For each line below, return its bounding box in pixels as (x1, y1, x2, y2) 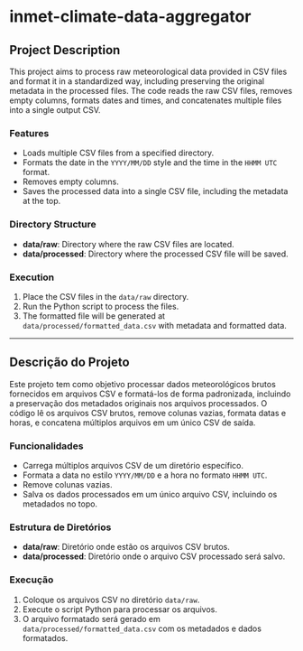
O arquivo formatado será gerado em (22, 613, 161, 624)
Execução (9, 573, 54, 586)
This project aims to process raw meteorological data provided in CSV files (9, 66, 288, 77)
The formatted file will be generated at (22, 310, 165, 321)
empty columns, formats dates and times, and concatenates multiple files (9, 95, 282, 106)
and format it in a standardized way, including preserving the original (9, 76, 264, 87)
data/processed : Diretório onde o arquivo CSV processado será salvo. (22, 551, 286, 562)
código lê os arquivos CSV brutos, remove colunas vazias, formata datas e (9, 407, 287, 418)
